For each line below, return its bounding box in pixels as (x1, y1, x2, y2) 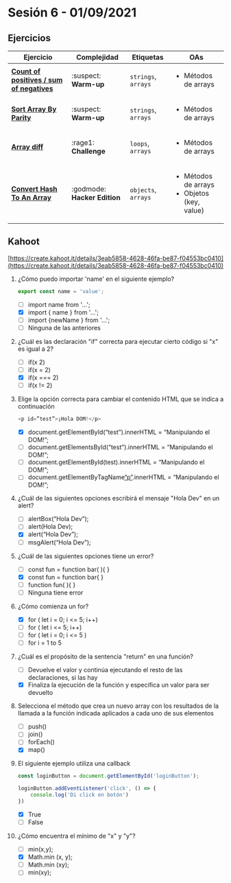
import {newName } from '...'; (27, 316, 110, 324)
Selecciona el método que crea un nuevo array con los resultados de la (17, 702, 219, 710)
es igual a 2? (17, 345, 54, 353)
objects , (130, 185, 157, 194)
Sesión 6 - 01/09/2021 (8, 5, 137, 21)
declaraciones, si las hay (27, 674, 98, 682)
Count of (11, 67, 40, 76)
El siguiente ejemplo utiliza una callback (17, 759, 131, 768)
